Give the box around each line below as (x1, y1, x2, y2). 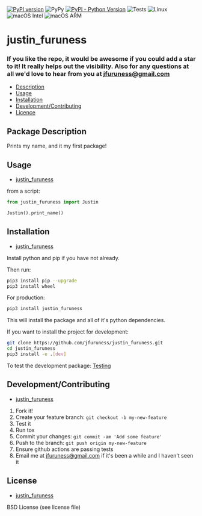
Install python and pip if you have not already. (7, 254, 120, 261)
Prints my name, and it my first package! (7, 142, 107, 150)
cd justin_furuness (7, 346, 56, 352)
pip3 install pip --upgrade (7, 278, 78, 284)
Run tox (15, 426, 35, 434)
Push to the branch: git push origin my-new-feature (15, 439, 147, 446)
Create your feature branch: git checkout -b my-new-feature (15, 413, 167, 421)
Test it (15, 420, 31, 427)
